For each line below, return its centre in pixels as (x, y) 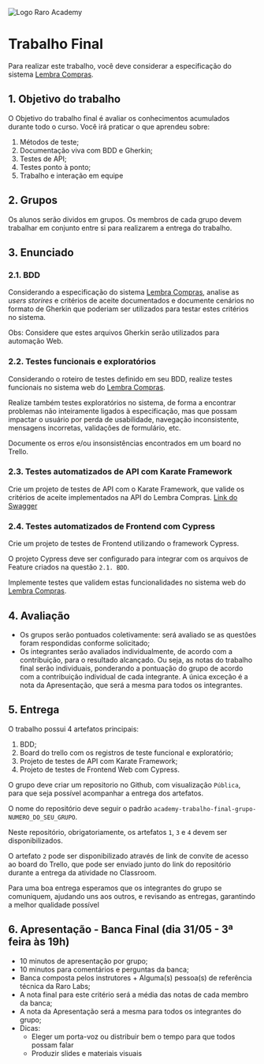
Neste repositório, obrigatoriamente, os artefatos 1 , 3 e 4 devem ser (117, 832)
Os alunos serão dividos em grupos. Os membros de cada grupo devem (125, 219)
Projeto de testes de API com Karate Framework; (99, 761)
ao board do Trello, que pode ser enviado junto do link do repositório (119, 864)
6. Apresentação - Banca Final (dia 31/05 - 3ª (121, 929)
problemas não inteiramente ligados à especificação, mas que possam (123, 411)
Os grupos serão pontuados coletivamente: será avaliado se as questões (138, 634)
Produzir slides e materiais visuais (87, 1053)
